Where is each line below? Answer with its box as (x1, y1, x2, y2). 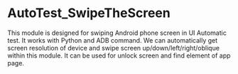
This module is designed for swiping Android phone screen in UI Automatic (7, 28, 227, 37)
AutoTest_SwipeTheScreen (7, 5, 171, 21)
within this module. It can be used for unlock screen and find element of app (7, 51, 231, 60)
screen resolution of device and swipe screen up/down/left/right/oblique (7, 43, 220, 52)
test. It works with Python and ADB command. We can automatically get (7, 36, 218, 44)
